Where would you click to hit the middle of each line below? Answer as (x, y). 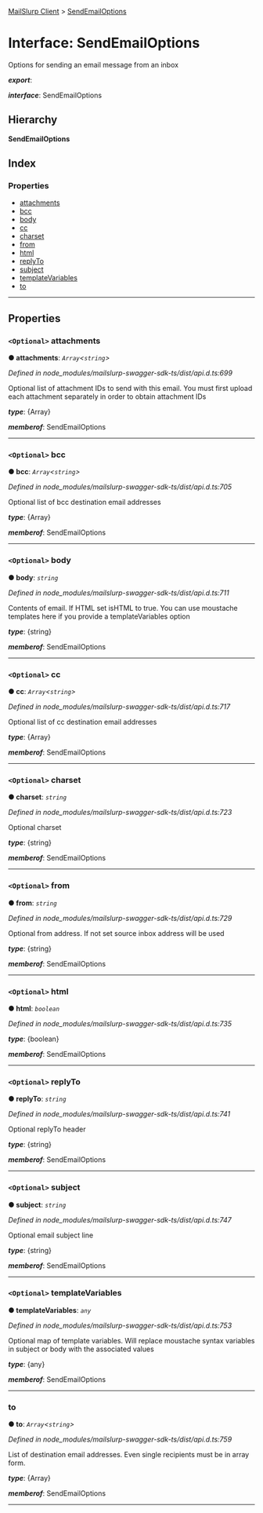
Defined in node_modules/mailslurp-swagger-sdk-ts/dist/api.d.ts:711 (119, 593)
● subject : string (37, 1204)
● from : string (32, 903)
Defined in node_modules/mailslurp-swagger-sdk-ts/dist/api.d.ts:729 (120, 918)
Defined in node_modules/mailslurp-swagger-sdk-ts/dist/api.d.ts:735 (120, 1023)
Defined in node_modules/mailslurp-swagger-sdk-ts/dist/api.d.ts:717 (119, 707)
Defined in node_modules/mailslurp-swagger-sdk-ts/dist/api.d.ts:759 (120, 1439)
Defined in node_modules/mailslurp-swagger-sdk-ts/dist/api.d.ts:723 (120, 813)
